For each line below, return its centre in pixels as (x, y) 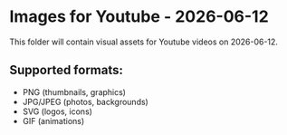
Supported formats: (67, 70)
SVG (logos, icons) (57, 111)
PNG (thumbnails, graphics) (74, 92)
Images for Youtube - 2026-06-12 (139, 17)
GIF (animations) (53, 121)
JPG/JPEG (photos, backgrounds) (86, 101)
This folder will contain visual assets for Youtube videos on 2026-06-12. (144, 42)
